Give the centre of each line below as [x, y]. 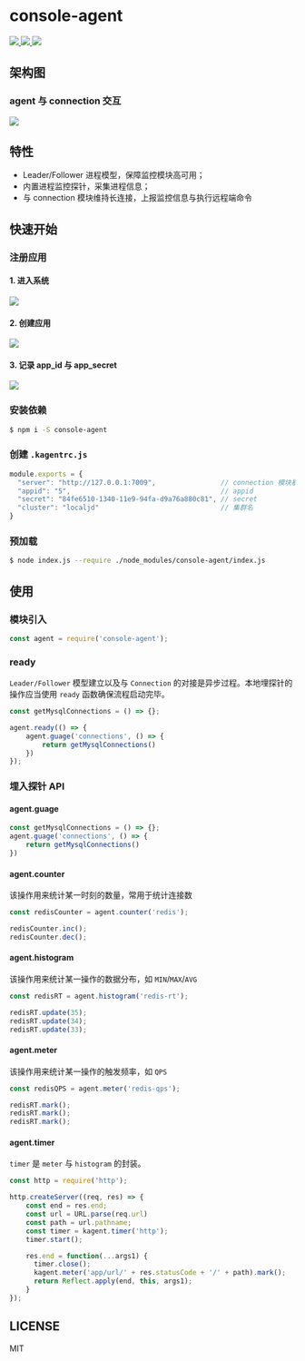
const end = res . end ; [66, 1206]
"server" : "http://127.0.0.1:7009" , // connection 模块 [155, 482]
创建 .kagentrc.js [49, 455]
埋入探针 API [37, 786]
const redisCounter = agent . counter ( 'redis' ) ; [99, 912]
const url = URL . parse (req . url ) [87, 1214]
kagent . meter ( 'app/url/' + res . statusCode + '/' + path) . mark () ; [159, 1273]
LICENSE [35, 1326]
